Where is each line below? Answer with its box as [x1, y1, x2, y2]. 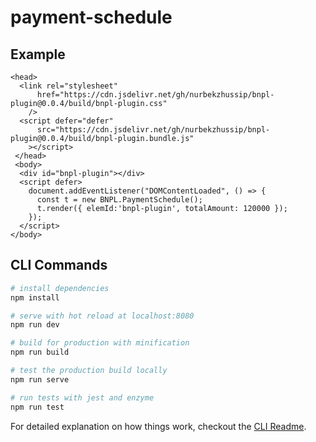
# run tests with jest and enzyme [10, 392, 155, 403]
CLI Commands [10, 257, 108, 274]
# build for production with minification [10, 338, 190, 348]
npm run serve [10, 374, 70, 385]
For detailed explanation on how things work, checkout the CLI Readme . [10, 420, 307, 432]
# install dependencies [10, 283, 110, 293]
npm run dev [10, 320, 60, 330]
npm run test [10, 402, 65, 412]
